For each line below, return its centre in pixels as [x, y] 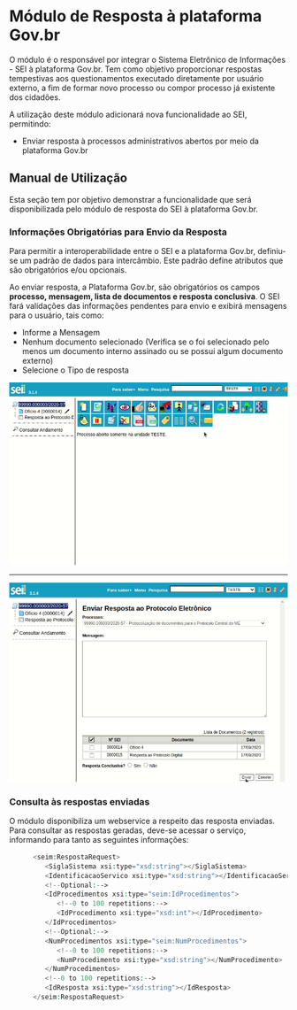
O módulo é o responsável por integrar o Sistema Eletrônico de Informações [147, 59]
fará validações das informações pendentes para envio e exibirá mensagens [148, 306]
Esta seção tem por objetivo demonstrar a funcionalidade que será [130, 199]
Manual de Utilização [69, 178]
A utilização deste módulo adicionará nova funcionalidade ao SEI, [128, 114]
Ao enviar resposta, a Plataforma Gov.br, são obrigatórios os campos [135, 287]
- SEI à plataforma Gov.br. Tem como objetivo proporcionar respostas [136, 69]
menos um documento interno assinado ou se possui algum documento [152, 351]
